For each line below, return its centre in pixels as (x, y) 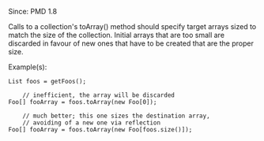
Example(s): (28, 67)
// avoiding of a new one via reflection (91, 123)
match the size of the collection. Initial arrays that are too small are (117, 35)
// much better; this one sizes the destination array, (117, 116)
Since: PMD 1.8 (33, 11)
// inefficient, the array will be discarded (99, 95)
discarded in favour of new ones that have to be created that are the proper (131, 43)
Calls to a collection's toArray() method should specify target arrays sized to (132, 26)
